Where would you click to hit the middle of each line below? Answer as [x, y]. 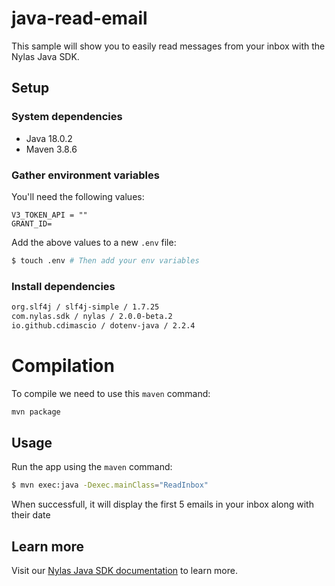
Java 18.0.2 [49, 138]
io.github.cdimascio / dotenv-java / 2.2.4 [103, 325]
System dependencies [67, 117]
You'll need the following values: [78, 196]
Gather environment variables [85, 175]
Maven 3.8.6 [51, 149]
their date [31, 515]
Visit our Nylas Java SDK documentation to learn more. [124, 571]
